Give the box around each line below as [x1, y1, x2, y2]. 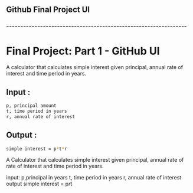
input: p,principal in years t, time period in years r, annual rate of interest [6, 174, 182, 181]
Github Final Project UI [6, 5, 90, 15]
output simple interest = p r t [6, 180, 73, 188]
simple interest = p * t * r [6, 146, 67, 152]
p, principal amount [6, 103, 57, 109]
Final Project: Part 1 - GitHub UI [6, 44, 161, 58]
